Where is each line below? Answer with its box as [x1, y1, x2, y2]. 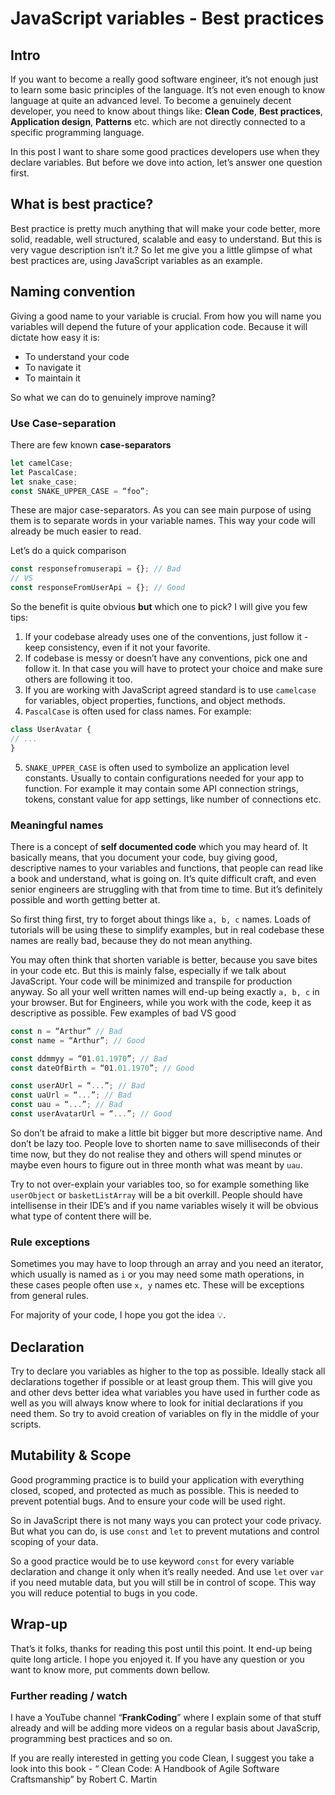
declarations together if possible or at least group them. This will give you [10, 1376, 313, 1388]
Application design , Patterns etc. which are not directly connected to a [10, 116, 306, 127]
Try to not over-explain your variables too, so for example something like [10, 1178, 310, 1190]
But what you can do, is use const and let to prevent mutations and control [10, 1525, 320, 1537]
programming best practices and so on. [10, 1733, 173, 1744]
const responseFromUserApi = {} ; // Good [10, 583, 186, 593]
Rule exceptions [10, 1235, 91, 1249]
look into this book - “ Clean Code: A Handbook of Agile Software [10, 1763, 280, 1774]
